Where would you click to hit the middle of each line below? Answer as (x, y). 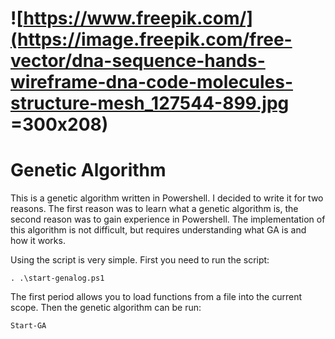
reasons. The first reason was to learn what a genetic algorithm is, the (154, 209)
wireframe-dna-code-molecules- (151, 82)
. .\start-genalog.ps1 (57, 278)
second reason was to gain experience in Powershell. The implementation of (168, 219)
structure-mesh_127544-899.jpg (150, 103)
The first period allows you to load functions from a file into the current (156, 297)
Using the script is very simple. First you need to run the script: (140, 260)
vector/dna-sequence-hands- (138, 61)
